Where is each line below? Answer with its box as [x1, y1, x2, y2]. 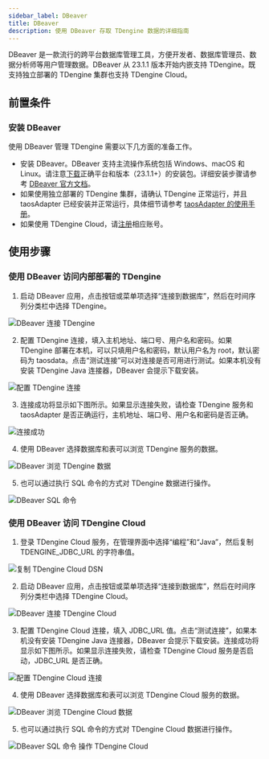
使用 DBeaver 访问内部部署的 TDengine [8, 271, 161, 283]
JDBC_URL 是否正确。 [34, 656, 107, 666]
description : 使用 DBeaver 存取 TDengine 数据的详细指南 [8, 27, 190, 35]
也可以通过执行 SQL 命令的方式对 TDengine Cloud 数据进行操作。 [19, 724, 237, 734]
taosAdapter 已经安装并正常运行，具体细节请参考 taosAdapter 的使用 [19, 199, 249, 209]
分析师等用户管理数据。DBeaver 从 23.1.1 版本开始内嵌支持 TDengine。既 [14, 60, 255, 69]
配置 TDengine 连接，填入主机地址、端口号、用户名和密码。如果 [19, 335, 233, 344]
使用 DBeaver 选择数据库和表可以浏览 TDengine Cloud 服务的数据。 [19, 690, 244, 700]
